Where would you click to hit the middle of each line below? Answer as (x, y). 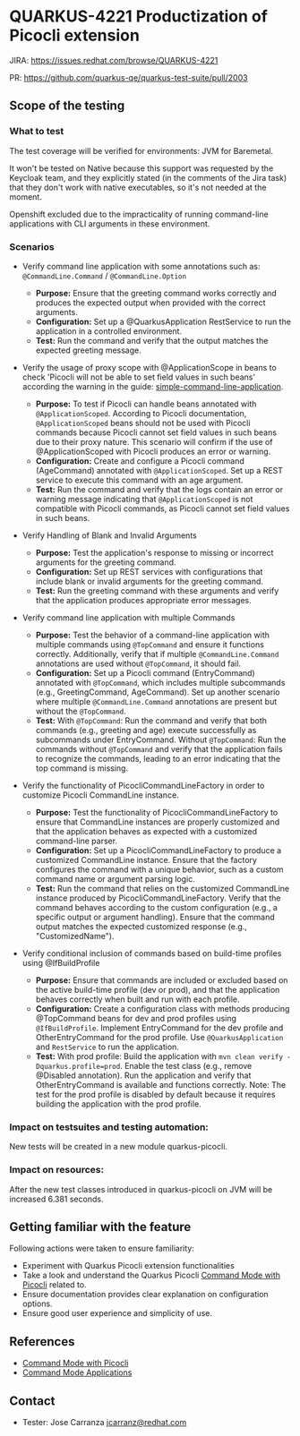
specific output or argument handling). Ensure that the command (155, 917)
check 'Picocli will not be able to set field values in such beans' (139, 377)
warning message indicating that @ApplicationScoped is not (144, 499)
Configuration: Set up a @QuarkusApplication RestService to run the (163, 321)
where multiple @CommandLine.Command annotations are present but (156, 701)
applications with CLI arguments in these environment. (110, 223)
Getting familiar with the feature (100, 1227)
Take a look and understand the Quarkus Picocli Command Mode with (151, 1275)
